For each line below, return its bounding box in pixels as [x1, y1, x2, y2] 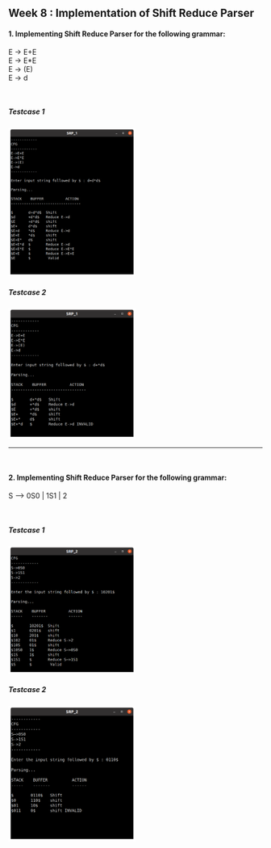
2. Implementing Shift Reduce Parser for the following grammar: [8, 472, 227, 483]
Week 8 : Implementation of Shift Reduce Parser [8, 6, 255, 20]
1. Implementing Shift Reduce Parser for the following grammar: [8, 28, 226, 39]
